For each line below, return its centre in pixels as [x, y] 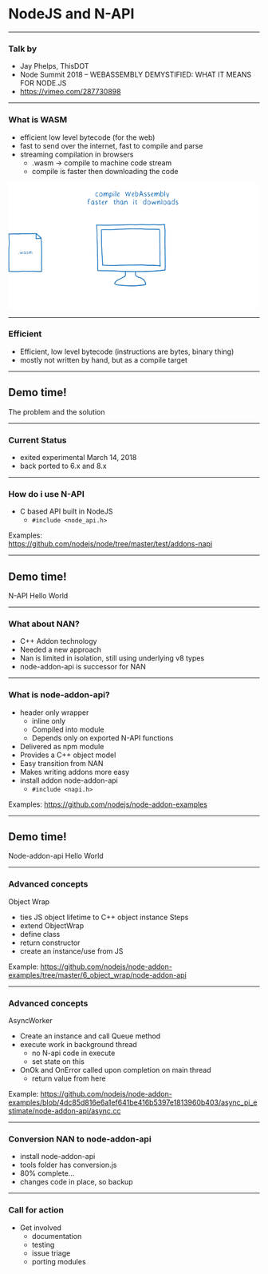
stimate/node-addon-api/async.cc [65, 1111]
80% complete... [47, 1173]
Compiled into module [68, 729]
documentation [57, 1236]
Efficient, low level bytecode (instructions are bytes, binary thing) [127, 351]
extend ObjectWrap [52, 925]
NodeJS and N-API [71, 14]
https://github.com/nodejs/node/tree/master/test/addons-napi [110, 544]
